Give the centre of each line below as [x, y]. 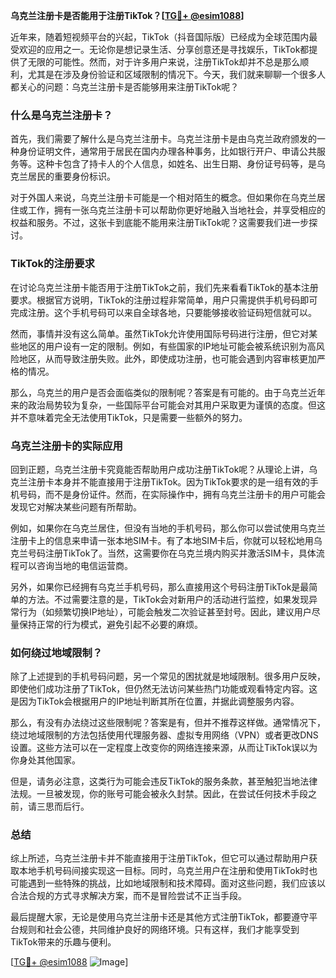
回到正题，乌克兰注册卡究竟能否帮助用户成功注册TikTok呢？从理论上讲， [160, 469]
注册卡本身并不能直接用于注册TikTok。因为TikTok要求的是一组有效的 [168, 481]
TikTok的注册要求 [52, 264]
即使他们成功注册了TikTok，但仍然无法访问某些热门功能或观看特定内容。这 [164, 689]
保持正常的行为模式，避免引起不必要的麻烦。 [110, 624]
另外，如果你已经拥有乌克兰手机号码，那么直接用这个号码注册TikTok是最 [160, 586]
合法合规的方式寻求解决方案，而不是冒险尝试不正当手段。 [128, 896]
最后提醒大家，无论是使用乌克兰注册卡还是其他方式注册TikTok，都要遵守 [160, 917]
